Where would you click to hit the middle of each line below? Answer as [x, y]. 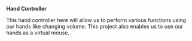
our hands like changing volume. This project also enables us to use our [95, 26]
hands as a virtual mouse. [38, 33]
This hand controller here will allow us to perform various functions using [96, 20]
